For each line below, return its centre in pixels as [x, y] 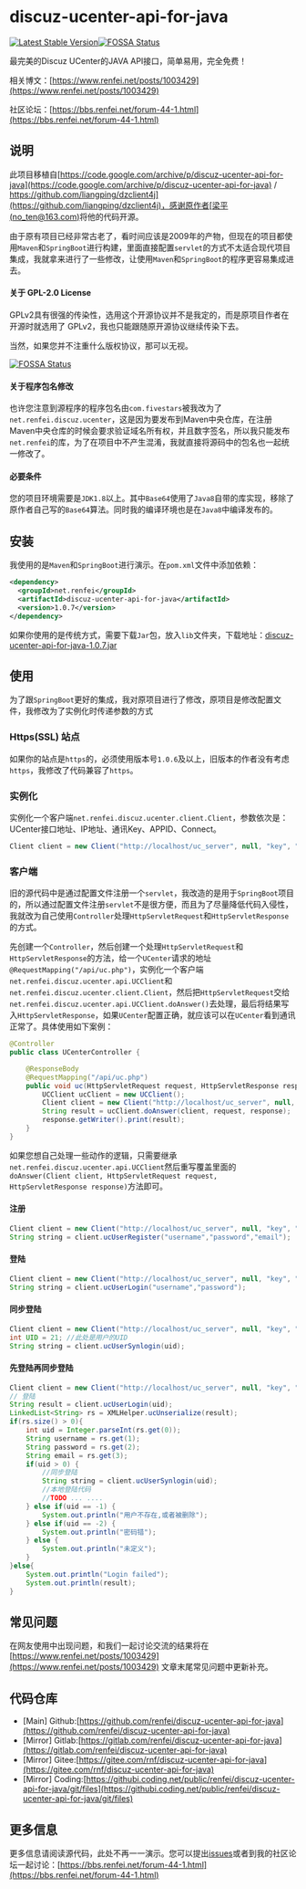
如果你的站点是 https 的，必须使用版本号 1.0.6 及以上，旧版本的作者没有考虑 [149, 759]
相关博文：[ [31, 80]
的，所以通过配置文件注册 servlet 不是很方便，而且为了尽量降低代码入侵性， [152, 905]
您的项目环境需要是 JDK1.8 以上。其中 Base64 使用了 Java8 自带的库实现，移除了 [152, 498]
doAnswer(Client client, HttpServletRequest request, [114, 1176]
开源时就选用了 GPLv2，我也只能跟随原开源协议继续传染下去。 [127, 326]
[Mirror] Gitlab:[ [52, 1740]
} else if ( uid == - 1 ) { [71, 1506]
